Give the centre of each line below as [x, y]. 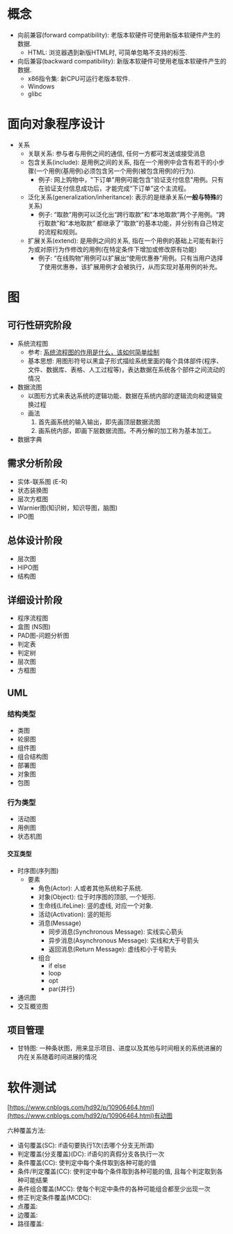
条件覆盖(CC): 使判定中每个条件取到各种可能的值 [87, 1163]
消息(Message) [59, 923]
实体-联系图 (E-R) [42, 481]
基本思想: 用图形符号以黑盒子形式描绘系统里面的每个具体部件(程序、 [125, 360]
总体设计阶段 [35, 541]
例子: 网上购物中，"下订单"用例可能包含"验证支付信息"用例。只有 [131, 179]
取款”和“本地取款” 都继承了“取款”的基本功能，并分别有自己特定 [134, 223]
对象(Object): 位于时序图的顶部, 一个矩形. [97, 897]
